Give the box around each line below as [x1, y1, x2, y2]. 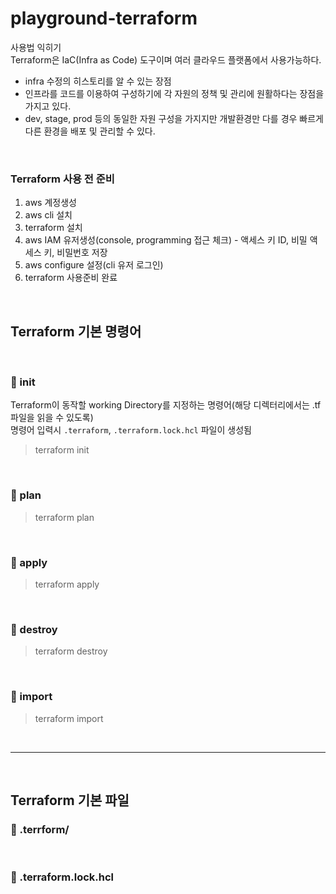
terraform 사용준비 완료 [24, 272, 118, 284]
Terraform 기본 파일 [10, 792, 130, 809]
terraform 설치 [24, 222, 83, 234]
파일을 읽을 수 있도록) [10, 412, 94, 424]
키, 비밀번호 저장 [43, 247, 108, 259]
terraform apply [34, 578, 100, 590]
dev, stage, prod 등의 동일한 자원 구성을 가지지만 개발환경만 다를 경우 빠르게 [24, 112, 324, 124]
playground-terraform [10, 7, 198, 30]
